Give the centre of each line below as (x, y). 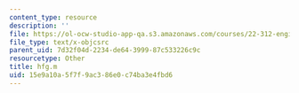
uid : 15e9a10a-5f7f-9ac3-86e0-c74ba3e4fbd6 (91, 75)
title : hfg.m (33, 67)
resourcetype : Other (48, 58)
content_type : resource (53, 17)
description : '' (39, 26)
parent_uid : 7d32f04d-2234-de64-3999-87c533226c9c (105, 50)
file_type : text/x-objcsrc (59, 42)
